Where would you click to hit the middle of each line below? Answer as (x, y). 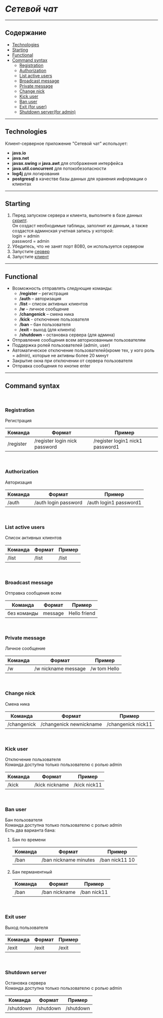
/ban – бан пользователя (45, 325)
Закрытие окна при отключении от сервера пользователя (72, 361)
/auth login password (58, 502)
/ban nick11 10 (117, 860)
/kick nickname (52, 785)
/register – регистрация (44, 293)
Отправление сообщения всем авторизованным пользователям (79, 340)
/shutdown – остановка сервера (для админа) (67, 335)
